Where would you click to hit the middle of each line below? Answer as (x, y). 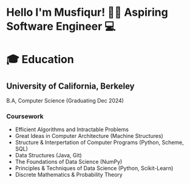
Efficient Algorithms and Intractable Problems (72, 129)
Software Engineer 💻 (61, 26)
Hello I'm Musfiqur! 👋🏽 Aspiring (87, 12)
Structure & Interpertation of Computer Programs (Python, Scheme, (99, 143)
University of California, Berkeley (70, 86)
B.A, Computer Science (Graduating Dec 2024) (65, 101)
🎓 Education (40, 60)
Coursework (25, 117)
